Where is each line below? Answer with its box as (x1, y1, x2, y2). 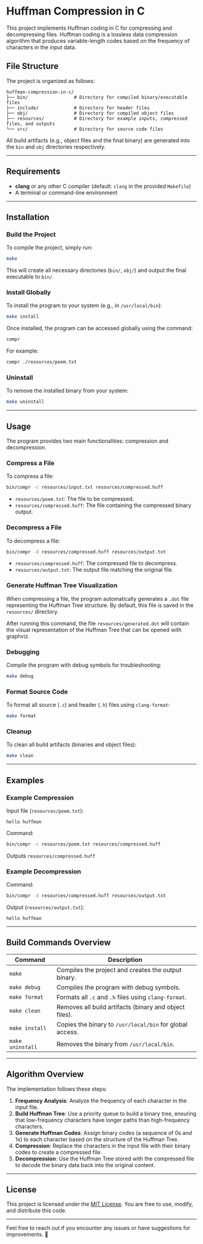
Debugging (6, 647, 40, 656)
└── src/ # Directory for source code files (6, 126, 164, 132)
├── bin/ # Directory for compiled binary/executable (6, 94, 188, 101)
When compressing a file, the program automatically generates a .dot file (6, 595, 189, 602)
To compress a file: (6, 472, 54, 480)
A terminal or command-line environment (14, 189, 118, 196)
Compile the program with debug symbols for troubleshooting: (6, 661, 162, 669)
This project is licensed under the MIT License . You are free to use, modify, (6, 1200, 193, 1208)
